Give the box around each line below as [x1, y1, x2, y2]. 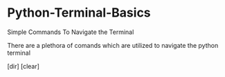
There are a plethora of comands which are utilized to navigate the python [7, 41, 219, 49]
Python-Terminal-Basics [7, 5, 151, 21]
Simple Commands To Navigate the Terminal [7, 28, 134, 36]
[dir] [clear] [7, 62, 40, 70]
